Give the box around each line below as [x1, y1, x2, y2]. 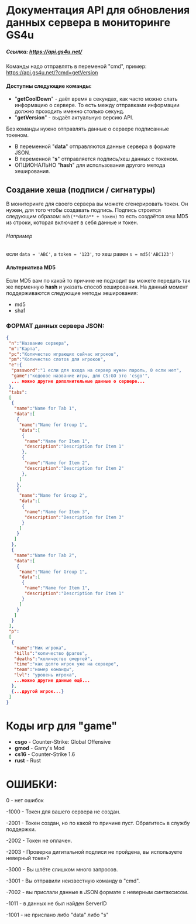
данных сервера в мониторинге [6, 16, 171, 29]
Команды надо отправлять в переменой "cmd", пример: [6, 63, 147, 70]
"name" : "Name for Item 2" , [24, 460, 91, 466]
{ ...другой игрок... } [11, 688, 64, 694]
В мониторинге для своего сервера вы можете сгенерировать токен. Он [6, 200, 188, 208]
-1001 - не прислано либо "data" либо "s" [6, 911, 109, 919]
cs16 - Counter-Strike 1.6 [14, 751, 75, 758]
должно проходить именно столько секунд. [14, 108, 125, 115]
